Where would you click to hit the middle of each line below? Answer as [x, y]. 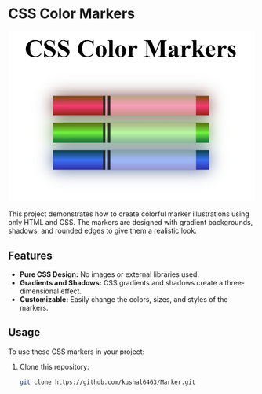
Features [30, 255]
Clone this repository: [54, 366]
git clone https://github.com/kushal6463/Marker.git [107, 382]
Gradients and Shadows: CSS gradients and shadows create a [121, 282]
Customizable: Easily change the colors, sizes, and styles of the [124, 299]
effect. [71, 291]
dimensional [39, 291]
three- [235, 282]
